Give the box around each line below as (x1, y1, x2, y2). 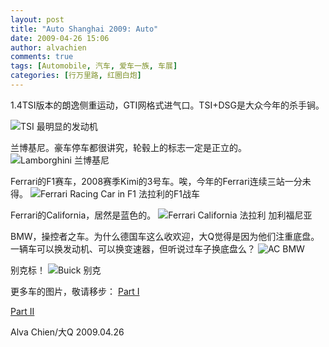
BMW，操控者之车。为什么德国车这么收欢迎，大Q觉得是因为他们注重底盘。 (10, 230, 320, 242)
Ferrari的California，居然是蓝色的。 (10, 209, 157, 221)
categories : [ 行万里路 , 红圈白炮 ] (10, 71, 142, 81)
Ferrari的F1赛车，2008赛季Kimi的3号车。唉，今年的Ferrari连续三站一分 (10, 175, 303, 187)
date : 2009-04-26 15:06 (10, 33, 110, 43)
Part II (10, 305, 35, 317)
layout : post (10, 14, 65, 25)
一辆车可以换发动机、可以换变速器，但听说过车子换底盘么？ (10, 242, 256, 255)
